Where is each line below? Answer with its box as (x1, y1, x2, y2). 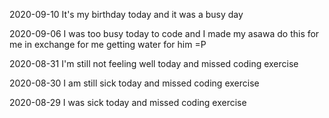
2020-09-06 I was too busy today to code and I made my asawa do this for (9, 28, 320, 39)
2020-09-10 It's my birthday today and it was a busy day (9, 9, 244, 20)
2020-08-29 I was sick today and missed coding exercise (9, 97, 247, 108)
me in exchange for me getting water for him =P (9, 39, 207, 50)
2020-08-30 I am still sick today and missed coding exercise (9, 77, 260, 89)
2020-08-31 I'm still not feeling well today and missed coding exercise (9, 58, 299, 69)
